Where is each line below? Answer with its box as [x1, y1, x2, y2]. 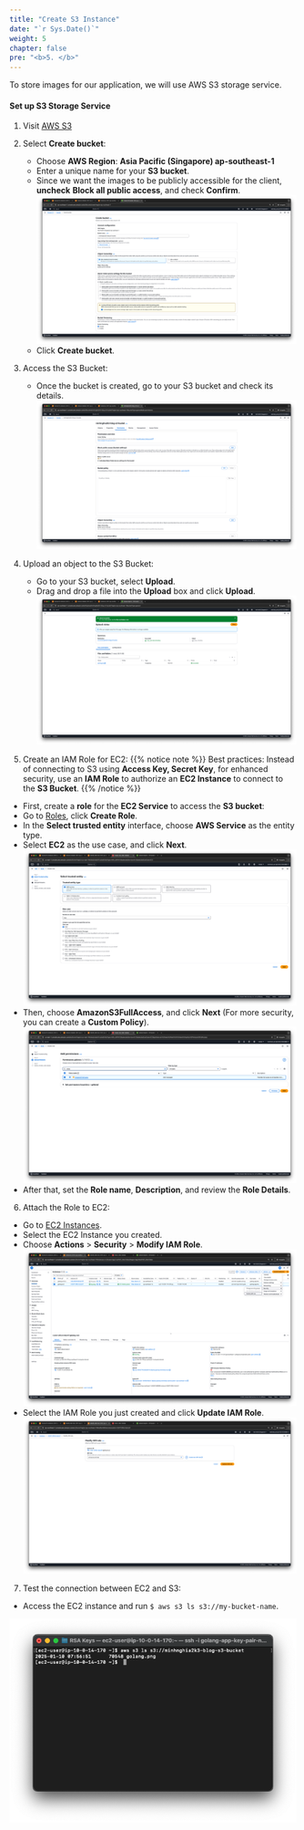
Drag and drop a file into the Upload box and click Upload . [35, 585, 257, 597]
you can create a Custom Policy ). [22, 1016, 150, 1027]
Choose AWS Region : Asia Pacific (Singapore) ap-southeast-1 [35, 156, 275, 167]
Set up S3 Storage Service [9, 100, 111, 111]
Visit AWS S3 [22, 120, 73, 131]
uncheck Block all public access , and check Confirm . [35, 185, 241, 196]
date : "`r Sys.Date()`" [9, 24, 100, 34]
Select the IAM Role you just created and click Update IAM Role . [22, 1407, 264, 1418]
